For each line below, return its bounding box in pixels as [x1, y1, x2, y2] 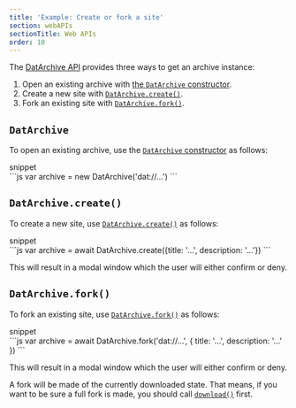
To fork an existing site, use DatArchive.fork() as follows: [9, 309, 220, 319]
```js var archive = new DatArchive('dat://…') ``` [9, 172, 178, 182]
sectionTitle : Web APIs [9, 29, 97, 38]
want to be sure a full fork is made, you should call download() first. [9, 389, 254, 399]
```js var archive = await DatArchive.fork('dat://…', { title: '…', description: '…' [9, 335, 283, 346]
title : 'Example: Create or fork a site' [9, 12, 164, 22]
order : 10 [9, 37, 46, 47]
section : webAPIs [9, 21, 73, 30]
